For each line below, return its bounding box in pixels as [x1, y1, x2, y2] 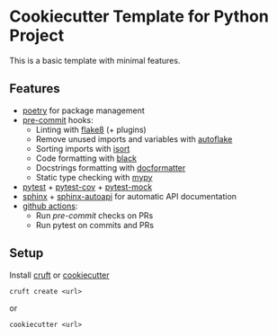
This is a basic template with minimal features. [9, 55, 181, 66]
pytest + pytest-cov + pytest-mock [22, 181, 153, 192]
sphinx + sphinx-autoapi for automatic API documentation [22, 190, 237, 201]
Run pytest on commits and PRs [35, 219, 155, 230]
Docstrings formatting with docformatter [35, 162, 186, 172]
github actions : [22, 200, 78, 211]
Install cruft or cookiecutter [9, 270, 110, 280]
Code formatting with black [35, 153, 138, 164]
